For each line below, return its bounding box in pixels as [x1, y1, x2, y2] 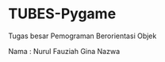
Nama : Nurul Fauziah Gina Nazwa [8, 46, 121, 56]
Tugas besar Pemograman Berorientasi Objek [8, 31, 157, 41]
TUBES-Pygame [8, 5, 117, 23]
